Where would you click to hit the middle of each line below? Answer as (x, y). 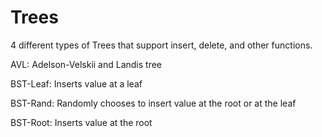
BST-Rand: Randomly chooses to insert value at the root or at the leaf (153, 103)
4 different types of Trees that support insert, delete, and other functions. (161, 45)
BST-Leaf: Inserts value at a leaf (76, 83)
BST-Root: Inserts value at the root (81, 122)
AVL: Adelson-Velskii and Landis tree (86, 64)
